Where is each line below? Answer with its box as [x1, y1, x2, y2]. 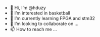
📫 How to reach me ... [10, 26, 57, 32]
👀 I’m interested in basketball [10, 10, 71, 16]
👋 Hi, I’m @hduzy [10, 5, 46, 10]
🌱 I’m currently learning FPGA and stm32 [10, 15, 95, 21]
